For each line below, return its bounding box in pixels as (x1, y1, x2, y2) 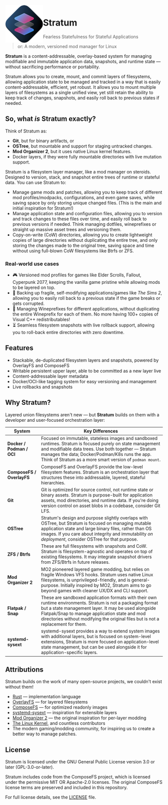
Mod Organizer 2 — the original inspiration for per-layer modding (12, 715, 146, 721)
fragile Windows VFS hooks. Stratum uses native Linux (40, 571, 153, 577)
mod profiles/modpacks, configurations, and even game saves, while (12, 194, 155, 200)
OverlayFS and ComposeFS (12, 362, 70, 368)
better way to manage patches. (12, 731, 77, 737)
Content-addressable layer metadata (12, 373, 88, 379)
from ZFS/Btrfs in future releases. (40, 559, 110, 565)
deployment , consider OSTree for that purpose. (40, 536, 138, 542)
